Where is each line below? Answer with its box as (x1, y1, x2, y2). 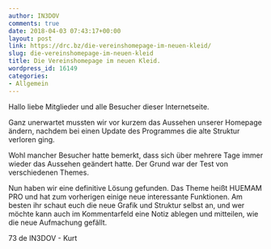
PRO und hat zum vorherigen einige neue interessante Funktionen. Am (8, 192, 243, 201)
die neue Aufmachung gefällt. (8, 217, 108, 227)
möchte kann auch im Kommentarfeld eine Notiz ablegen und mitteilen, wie (8, 209, 259, 218)
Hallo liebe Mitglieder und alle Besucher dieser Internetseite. (8, 102, 210, 112)
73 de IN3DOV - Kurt (8, 233, 78, 243)
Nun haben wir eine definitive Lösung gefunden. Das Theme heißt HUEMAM (8, 183, 263, 192)
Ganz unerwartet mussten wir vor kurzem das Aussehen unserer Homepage (8, 117, 263, 127)
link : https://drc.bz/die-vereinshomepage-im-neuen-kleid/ (8, 42, 212, 50)
